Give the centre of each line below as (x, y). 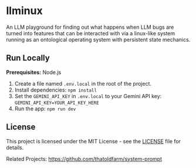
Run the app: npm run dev (45, 108)
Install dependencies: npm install (55, 90)
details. (15, 147)
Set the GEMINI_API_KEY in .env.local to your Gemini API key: (88, 96)
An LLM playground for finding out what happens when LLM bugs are (90, 27)
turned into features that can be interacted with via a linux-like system (91, 33)
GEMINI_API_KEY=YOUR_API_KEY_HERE (57, 103)
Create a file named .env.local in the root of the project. (83, 83)
